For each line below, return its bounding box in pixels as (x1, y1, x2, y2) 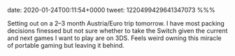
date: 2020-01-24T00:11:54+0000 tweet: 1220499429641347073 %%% (7, 6, 215, 14)
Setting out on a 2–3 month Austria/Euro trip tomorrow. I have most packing (7, 19, 225, 27)
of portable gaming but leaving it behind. (7, 41, 124, 49)
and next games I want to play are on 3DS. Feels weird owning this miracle (7, 34, 222, 42)
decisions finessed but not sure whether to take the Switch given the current (7, 27, 228, 35)
